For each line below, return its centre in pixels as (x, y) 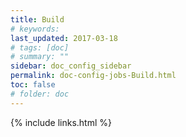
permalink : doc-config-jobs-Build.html (93, 76)
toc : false (33, 85)
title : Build (37, 19)
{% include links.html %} (61, 122)
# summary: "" (40, 57)
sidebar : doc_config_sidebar (71, 66)
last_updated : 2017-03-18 (64, 38)
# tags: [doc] (40, 47)
